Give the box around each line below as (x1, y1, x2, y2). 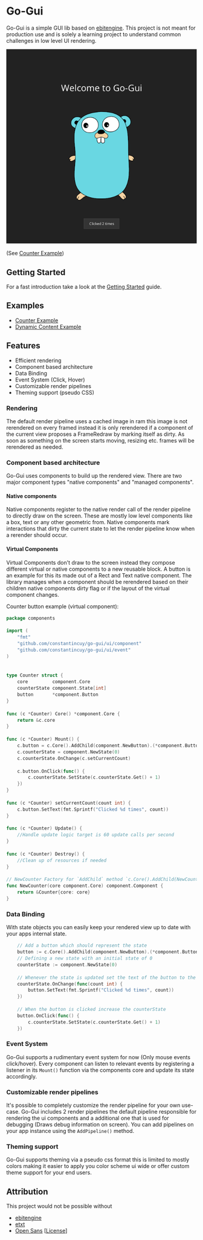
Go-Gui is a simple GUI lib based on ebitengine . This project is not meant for (6, 24, 196, 31)
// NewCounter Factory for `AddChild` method (6, 877, 123, 883)
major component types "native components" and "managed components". (6, 479, 194, 486)
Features (6, 340, 40, 351)
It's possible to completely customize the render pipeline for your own (6, 1102, 181, 1109)
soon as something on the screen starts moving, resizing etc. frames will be (6, 437, 195, 444)
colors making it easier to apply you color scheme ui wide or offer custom (6, 1163, 190, 1170)
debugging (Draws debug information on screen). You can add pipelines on (6, 1121, 194, 1128)
